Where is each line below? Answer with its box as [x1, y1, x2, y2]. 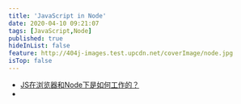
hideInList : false [8, 42, 70, 50]
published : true [8, 34, 63, 43]
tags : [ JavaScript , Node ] [8, 27, 92, 35]
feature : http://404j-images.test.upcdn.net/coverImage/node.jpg [8, 49, 233, 57]
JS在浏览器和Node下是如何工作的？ [19, 80, 140, 89]
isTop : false [8, 57, 53, 65]
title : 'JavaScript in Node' [8, 11, 107, 20]
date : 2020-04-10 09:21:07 [8, 19, 99, 27]
